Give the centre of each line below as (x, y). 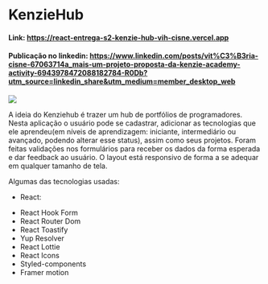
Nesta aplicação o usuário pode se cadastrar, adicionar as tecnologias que (132, 123)
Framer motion (44, 272)
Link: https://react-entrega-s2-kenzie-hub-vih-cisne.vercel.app (119, 37)
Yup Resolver (42, 238)
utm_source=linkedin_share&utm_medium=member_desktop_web (122, 81)
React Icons (40, 255)
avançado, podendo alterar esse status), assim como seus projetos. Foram (132, 140)
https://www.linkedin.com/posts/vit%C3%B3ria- (174, 56)
